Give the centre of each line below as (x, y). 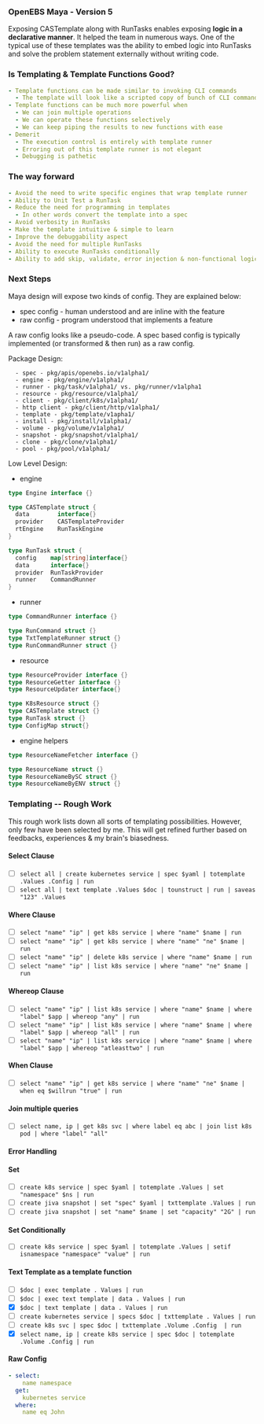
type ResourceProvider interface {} (68, 675)
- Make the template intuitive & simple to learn (91, 230)
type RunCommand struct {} (52, 631)
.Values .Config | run (57, 881)
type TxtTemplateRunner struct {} (65, 638)
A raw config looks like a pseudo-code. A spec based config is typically (125, 335)
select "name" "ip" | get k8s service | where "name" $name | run (130, 933)
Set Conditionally (37, 1230)
